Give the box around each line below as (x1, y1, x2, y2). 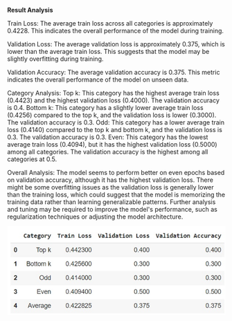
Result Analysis (7, 6, 53, 14)
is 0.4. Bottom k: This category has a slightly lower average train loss (7, 104, 204, 111)
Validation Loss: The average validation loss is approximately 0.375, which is (7, 40, 225, 48)
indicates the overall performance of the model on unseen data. (7, 75, 189, 84)
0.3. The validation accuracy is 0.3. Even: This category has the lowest (7, 133, 208, 141)
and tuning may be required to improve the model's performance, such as (7, 205, 218, 213)
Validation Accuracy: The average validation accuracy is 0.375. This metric (7, 68, 220, 76)
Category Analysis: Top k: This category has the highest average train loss (7, 89, 220, 97)
